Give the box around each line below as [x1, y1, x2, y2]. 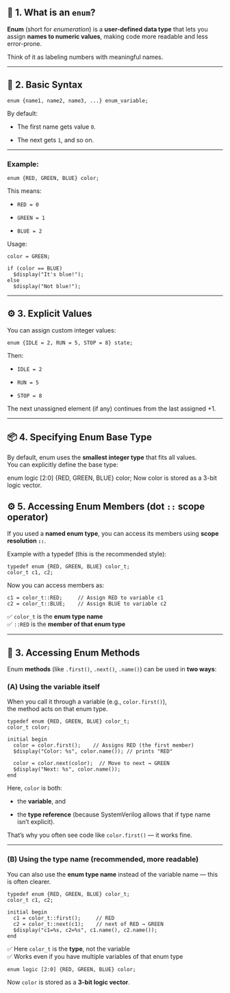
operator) [7, 511, 49, 523]
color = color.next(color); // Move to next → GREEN [13, 760, 170, 767]
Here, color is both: [7, 784, 63, 792]
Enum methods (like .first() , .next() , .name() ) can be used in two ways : [7, 665, 217, 673]
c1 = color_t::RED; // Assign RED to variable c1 [7, 595, 164, 602]
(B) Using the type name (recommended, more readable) [7, 855, 199, 864]
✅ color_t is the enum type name [7, 612, 103, 621]
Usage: [7, 240, 27, 248]
